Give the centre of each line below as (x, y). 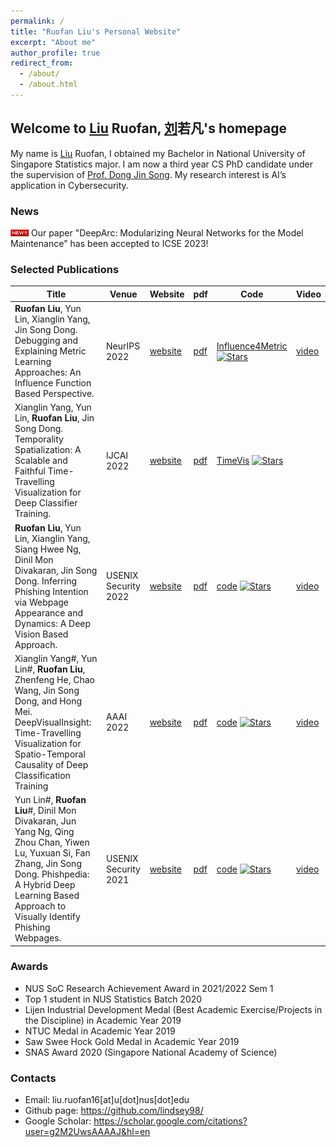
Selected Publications (65, 269)
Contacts (33, 1078)
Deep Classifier (46, 503)
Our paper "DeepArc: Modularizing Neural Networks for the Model (167, 232)
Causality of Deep (51, 764)
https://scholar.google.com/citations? (170, 1121)
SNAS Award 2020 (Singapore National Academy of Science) (151, 1052)
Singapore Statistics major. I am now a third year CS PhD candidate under (161, 164)
